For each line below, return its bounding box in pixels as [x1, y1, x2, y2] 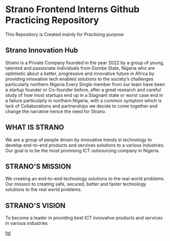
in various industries [5, 220, 48, 226]
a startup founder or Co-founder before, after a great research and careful [5, 87, 161, 93]
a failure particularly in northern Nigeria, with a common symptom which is [5, 97, 162, 103]
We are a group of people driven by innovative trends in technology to [5, 137, 152, 143]
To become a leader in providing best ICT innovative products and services [5, 215, 163, 221]
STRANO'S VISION [5, 201, 66, 210]
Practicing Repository [5, 14, 99, 26]
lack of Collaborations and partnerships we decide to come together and [5, 103, 158, 109]
